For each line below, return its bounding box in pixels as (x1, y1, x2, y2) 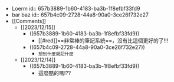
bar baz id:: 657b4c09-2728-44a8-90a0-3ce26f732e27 (11, 11, 149, 18)
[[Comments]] (11, 18, 46, 24)
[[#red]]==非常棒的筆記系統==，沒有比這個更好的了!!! (38, 37, 169, 44)
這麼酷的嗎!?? (38, 70, 71, 76)
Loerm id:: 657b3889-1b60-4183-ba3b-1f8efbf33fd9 (11, 5, 140, 12)
